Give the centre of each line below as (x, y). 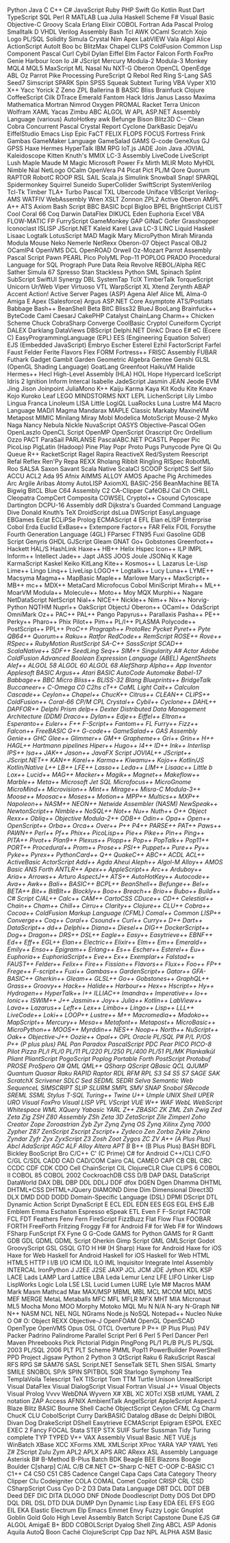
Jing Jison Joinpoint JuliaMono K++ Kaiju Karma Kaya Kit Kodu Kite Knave (112, 389)
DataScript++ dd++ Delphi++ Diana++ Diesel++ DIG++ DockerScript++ (108, 927)
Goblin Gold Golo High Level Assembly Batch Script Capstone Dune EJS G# (114, 1517)
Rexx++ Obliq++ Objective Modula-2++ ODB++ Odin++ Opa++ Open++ (109, 818)
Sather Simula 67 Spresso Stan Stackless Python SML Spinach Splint (104, 272)
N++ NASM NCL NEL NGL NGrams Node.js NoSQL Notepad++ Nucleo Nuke (115, 1313)
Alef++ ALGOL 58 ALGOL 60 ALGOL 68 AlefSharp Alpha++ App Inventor (110, 665)
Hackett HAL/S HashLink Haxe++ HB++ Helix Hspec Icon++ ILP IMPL (105, 549)
